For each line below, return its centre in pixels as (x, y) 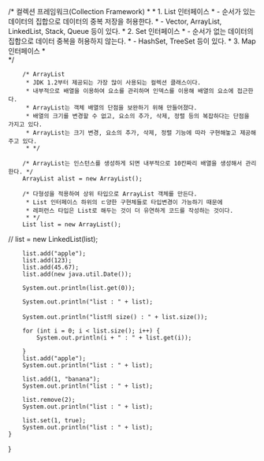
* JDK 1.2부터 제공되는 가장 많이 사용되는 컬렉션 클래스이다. (113, 83)
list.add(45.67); (51, 267)
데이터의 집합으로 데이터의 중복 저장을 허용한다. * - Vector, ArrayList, (115, 21)
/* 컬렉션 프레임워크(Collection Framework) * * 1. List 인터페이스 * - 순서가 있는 (132, 11)
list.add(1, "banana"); (61, 379)
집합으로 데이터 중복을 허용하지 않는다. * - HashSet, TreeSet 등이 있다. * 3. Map (132, 41)
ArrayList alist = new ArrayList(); (83, 179)
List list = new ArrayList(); (72, 225)
